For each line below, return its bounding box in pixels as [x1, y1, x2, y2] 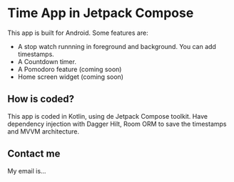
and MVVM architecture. [7, 127, 80, 136]
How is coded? [7, 93, 75, 105]
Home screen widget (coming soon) [17, 73, 123, 81]
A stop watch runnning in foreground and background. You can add [17, 42, 216, 50]
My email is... [7, 166, 46, 175]
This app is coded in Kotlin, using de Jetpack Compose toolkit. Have [7, 112, 208, 120]
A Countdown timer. [17, 57, 77, 65]
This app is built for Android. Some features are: [7, 28, 148, 37]
